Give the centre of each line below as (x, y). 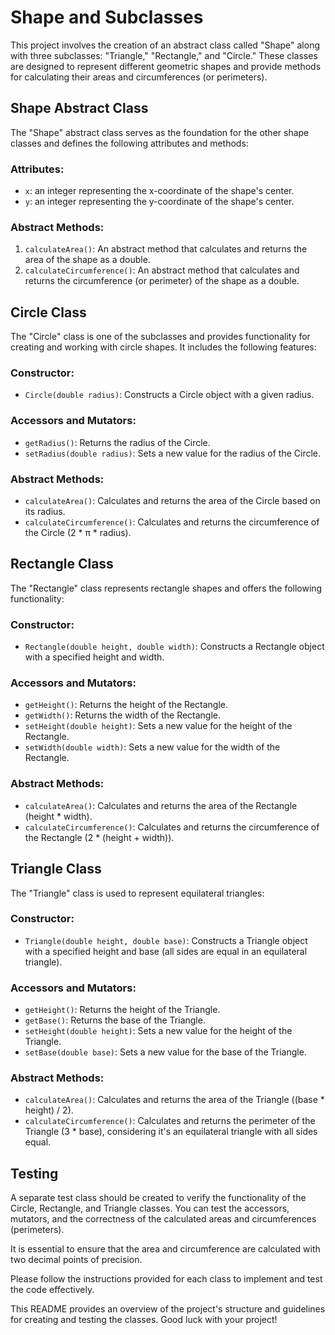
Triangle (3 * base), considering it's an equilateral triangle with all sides (171, 1132)
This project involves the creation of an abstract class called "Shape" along (165, 45)
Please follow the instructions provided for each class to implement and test (166, 1279)
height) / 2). (49, 1110)
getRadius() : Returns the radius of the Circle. (117, 442)
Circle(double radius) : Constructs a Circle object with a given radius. (169, 395)
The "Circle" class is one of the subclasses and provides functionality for (160, 337)
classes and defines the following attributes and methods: (129, 143)
